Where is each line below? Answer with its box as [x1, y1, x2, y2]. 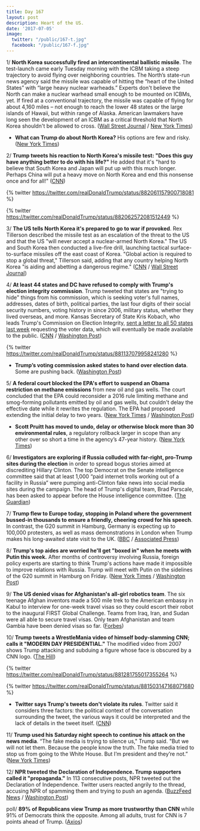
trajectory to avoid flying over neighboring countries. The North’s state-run [6, 71, 190, 78]
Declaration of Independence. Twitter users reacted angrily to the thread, [6, 781, 186, 788]
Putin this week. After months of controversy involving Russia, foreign [6, 553, 179, 560]
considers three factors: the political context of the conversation [14, 706, 173, 714]
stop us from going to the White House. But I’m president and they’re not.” [6, 750, 188, 757]
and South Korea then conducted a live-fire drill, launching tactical [6, 244, 170, 251]
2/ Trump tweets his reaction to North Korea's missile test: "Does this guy [6, 152, 193, 159]
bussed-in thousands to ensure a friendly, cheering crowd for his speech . [6, 516, 193, 523]
